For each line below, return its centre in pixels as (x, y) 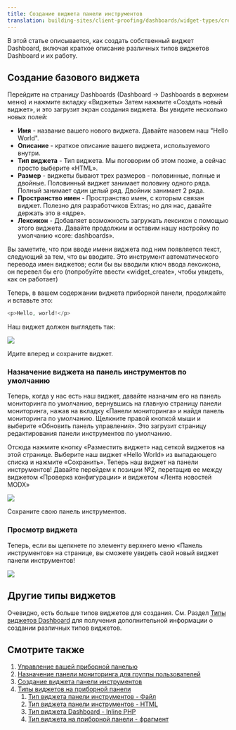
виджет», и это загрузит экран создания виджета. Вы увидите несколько (118, 109)
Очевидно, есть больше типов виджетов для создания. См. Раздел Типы (117, 613)
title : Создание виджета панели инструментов (75, 14)
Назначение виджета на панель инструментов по (97, 372)
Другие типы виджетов (62, 596)
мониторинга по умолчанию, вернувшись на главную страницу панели (114, 403)
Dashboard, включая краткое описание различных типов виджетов (108, 48)
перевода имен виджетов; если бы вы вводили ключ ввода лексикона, (114, 264)
